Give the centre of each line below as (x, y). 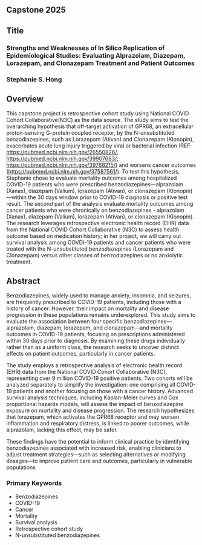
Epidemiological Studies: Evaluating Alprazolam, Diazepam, (96, 55)
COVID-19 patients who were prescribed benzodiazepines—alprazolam (95, 184)
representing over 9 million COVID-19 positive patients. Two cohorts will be (99, 378)
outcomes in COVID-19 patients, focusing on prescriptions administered (96, 334)
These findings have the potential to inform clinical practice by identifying (98, 442)
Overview (25, 99)
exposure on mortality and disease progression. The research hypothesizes (100, 411)
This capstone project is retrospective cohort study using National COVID (98, 113)
